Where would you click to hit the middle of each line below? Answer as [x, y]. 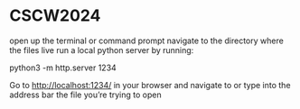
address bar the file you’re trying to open [85, 95]
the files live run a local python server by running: [102, 50]
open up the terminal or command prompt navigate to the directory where [147, 41]
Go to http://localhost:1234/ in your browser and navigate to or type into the [150, 85]
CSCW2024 [55, 16]
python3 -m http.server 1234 [63, 68]
